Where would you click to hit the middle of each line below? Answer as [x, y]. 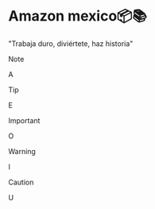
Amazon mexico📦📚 [77, 16]
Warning [22, 151]
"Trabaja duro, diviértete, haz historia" [71, 43]
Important [24, 120]
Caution [21, 182]
